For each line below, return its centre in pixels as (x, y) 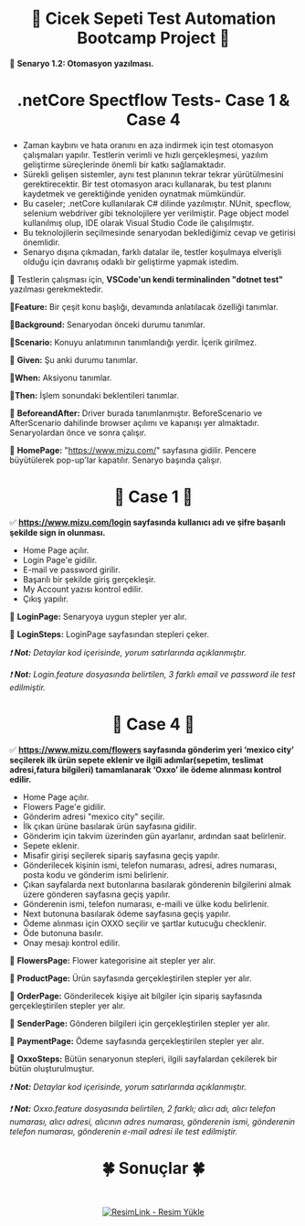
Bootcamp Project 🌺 (153, 38)
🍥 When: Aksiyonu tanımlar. (61, 378)
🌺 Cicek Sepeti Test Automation (153, 19)
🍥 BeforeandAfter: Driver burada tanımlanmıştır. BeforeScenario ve (136, 413)
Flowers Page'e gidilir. (64, 806)
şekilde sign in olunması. (58, 532)
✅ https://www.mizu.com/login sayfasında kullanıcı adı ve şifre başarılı (147, 522)
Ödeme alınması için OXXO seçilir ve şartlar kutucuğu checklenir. (144, 923)
